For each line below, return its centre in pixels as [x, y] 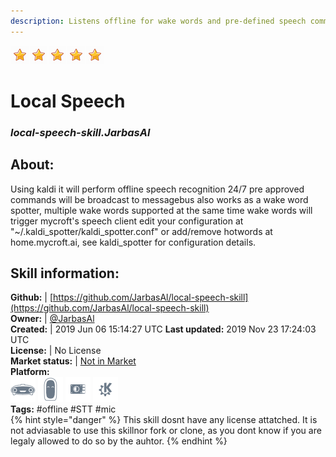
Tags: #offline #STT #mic [63, 409]
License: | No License [56, 351]
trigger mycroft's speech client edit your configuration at [127, 221]
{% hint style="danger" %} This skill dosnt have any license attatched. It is [164, 420]
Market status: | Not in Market [73, 361]
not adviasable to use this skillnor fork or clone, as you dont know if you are [166, 431]
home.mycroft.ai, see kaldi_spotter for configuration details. [133, 242]
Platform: [30, 372]
